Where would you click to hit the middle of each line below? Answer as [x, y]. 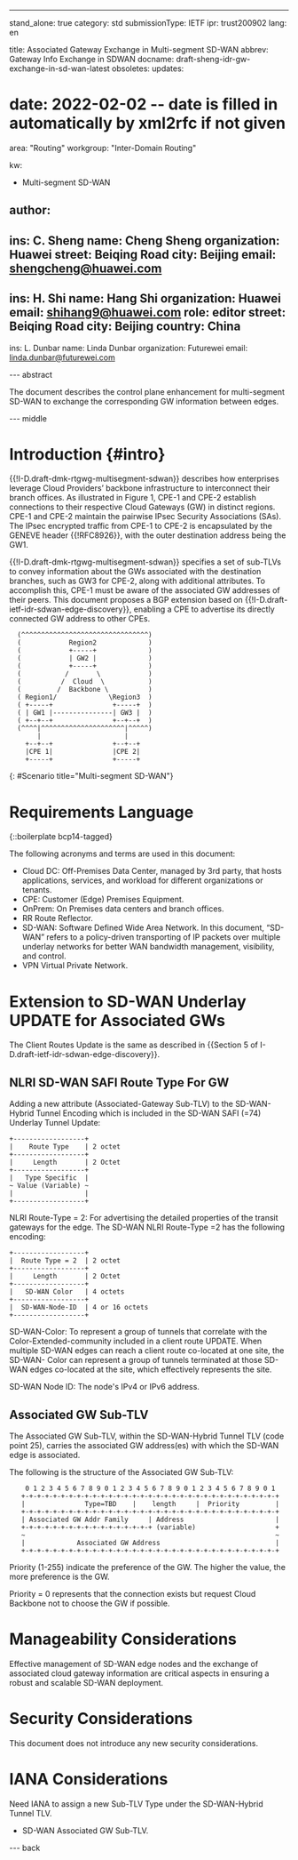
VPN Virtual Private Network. [75, 966]
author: [30, 210]
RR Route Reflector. [57, 918]
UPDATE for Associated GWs [118, 1020]
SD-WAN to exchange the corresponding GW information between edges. [144, 401]
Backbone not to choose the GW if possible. [90, 1603]
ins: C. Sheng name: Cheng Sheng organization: [145, 241]
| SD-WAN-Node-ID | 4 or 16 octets [79, 1308]
